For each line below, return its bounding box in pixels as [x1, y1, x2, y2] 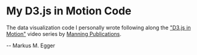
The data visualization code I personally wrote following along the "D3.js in [6, 24, 191, 31]
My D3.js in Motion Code [6, 4, 132, 18]
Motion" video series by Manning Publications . [6, 30, 122, 37]
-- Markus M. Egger [6, 42, 55, 49]
